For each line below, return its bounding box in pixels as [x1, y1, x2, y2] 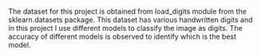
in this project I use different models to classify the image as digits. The [8, 24, 243, 32]
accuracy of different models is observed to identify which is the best [8, 32, 237, 41]
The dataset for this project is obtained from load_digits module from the [8, 7, 247, 16]
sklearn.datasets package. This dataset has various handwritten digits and [8, 15, 253, 24]
